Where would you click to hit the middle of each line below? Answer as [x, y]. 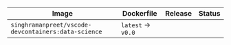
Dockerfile [140, 13]
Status [209, 13]
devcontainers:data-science [56, 32]
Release [178, 13]
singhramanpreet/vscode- [51, 25]
